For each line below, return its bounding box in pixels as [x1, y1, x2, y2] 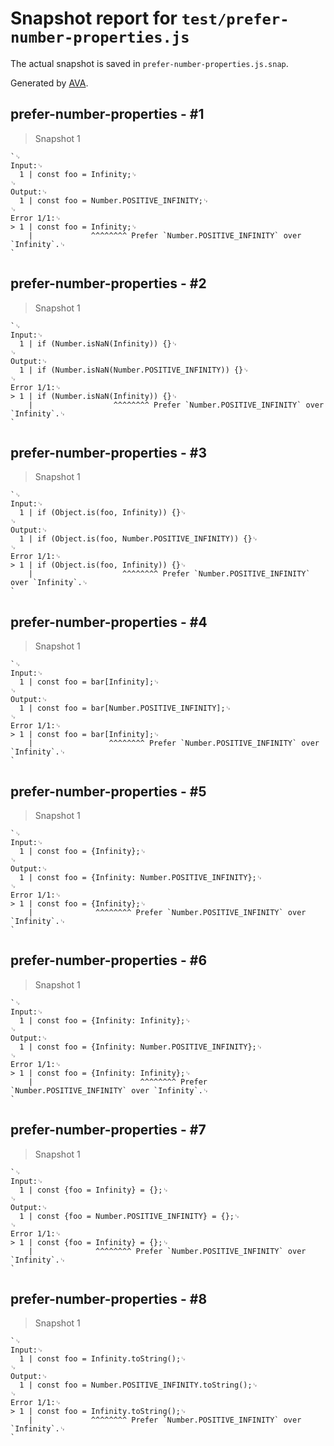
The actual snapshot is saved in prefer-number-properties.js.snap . [10, 57, 289, 69]
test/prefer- [181, 10, 290, 29]
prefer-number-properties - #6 [10, 952, 208, 969]
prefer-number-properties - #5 [10, 783, 207, 800]
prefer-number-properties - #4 [10, 613, 208, 631]
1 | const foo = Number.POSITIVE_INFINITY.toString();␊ [19, 1380, 259, 1391]
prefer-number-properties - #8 [10, 1291, 208, 1308]
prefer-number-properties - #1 [10, 106, 205, 123]
